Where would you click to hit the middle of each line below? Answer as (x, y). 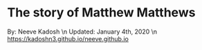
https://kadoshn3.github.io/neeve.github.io (68, 38)
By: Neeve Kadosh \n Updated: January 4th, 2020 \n (82, 32)
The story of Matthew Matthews (101, 13)
